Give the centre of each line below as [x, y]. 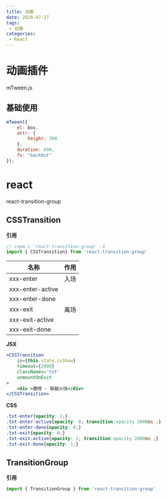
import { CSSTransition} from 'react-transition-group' [77, 252]
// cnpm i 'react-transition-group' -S [56, 246]
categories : [21, 34]
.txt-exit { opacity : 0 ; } [36, 433]
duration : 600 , [36, 150]
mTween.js [19, 88]
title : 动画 [20, 12]
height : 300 [43, 139]
